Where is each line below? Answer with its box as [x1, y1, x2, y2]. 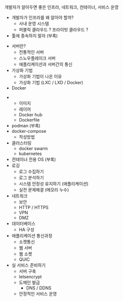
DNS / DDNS [26, 285, 52, 291]
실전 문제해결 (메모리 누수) [18, 187, 69, 193]
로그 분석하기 [18, 175, 44, 180]
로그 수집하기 [18, 169, 44, 174]
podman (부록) [11, 123, 41, 128]
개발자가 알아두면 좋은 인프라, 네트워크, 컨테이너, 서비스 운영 [4, 4, 119, 10]
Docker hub [18, 112, 42, 118]
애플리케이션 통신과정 [11, 233, 53, 238]
